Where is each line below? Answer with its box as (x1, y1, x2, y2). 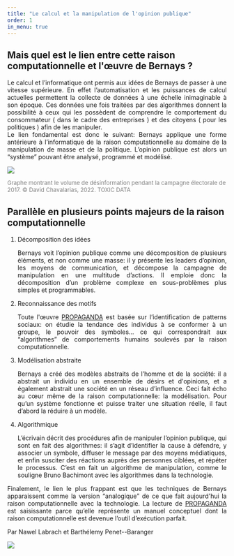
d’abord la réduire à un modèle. (17, 407, 107, 415)
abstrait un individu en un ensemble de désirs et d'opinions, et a (17, 377, 227, 385)
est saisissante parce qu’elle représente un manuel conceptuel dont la (7, 507, 227, 515)
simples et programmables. (17, 286, 96, 294)
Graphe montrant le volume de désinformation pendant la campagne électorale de (7, 179, 226, 187)
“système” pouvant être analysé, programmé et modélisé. (7, 153, 173, 161)
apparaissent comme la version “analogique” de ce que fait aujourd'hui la (7, 492, 227, 500)
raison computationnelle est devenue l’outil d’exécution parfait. (7, 514, 187, 522)
